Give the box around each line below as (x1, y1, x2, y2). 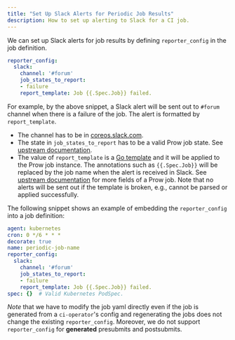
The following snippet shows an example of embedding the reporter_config (7, 204, 227, 212)
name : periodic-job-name (7, 245, 80, 252)
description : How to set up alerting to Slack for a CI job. (7, 17, 190, 24)
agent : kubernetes (7, 225, 61, 232)
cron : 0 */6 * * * (7, 231, 61, 238)
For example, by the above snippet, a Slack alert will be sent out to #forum (7, 102, 220, 111)
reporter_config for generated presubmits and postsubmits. (7, 325, 182, 334)
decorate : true (7, 238, 52, 245)
